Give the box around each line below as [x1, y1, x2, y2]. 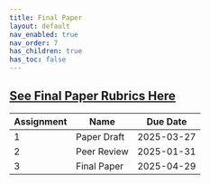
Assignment [14, 115, 68, 127]
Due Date [146, 115, 187, 127]
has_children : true [9, 47, 83, 56]
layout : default [9, 22, 70, 31]
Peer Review [76, 145, 129, 158]
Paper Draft [76, 130, 124, 143]
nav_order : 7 [9, 38, 59, 48]
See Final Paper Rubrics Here [9, 88, 176, 104]
